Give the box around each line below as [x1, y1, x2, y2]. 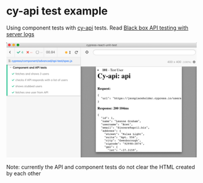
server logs [6, 30, 34, 37]
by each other [6, 170, 41, 177]
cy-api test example [6, 4, 108, 18]
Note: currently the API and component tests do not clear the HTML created [6, 164, 195, 171]
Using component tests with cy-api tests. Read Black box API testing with [6, 24, 188, 31]
